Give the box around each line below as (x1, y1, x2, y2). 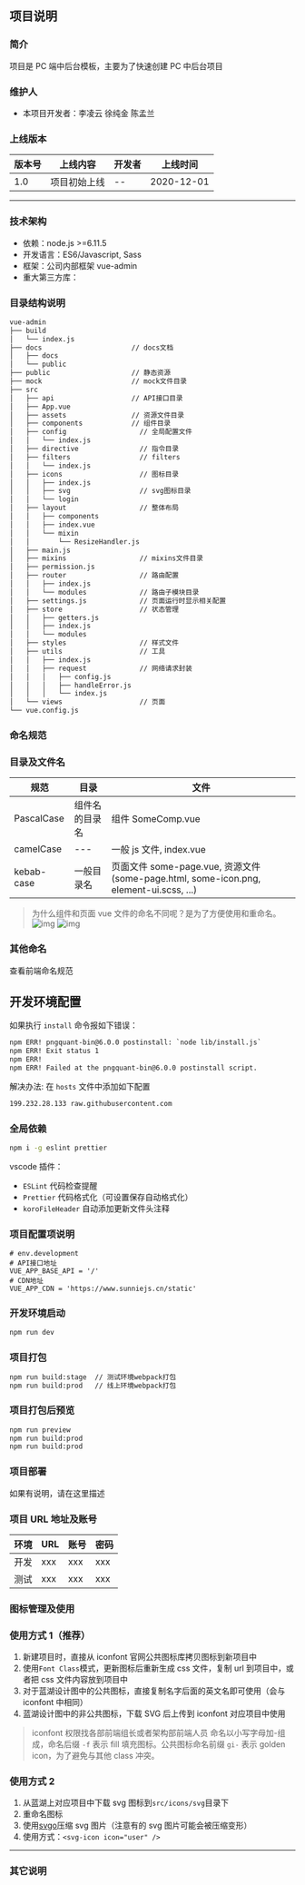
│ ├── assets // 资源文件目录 (9, 410, 184, 419)
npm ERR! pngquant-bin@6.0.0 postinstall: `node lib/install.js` (9, 1038, 261, 1047)
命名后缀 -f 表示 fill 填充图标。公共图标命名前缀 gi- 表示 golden (47, 1739, 286, 1750)
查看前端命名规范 (9, 965, 74, 976)
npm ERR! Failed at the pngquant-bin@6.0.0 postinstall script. (9, 1063, 258, 1072)
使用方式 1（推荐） (9, 1629, 91, 1642)
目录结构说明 (9, 296, 66, 309)
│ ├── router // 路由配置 (9, 571, 180, 580)
